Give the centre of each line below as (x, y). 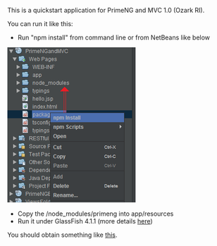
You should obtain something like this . (62, 235)
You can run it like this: (40, 24)
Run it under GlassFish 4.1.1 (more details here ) (85, 221)
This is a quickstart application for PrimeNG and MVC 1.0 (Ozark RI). (106, 10)
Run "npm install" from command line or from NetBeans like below (113, 37)
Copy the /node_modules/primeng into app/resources (95, 214)
